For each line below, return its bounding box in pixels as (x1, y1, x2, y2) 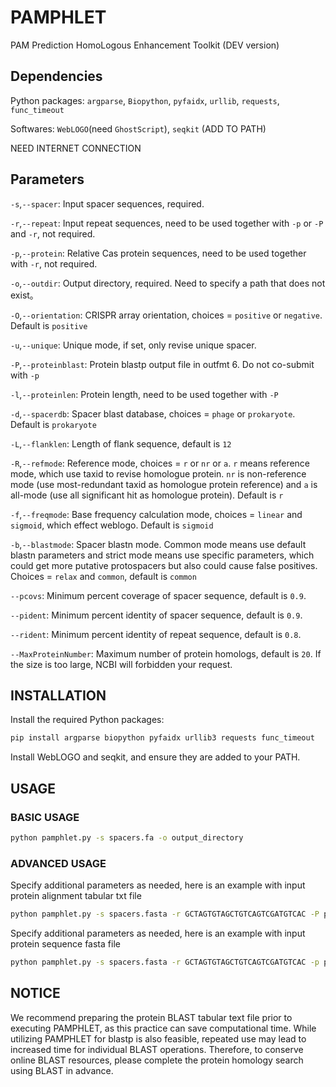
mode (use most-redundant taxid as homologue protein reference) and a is (10, 478, 318, 490)
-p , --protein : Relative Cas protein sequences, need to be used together (10, 247, 307, 259)
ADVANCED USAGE (10, 856, 107, 870)
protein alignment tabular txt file (10, 890, 142, 902)
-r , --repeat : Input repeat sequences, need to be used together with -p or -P (10, 217, 324, 229)
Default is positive (10, 319, 88, 331)
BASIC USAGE (10, 810, 80, 824)
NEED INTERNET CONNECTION (10, 142, 142, 154)
